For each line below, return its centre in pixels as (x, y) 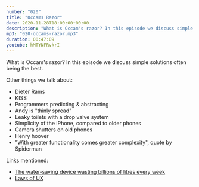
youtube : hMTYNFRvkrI (33, 45)
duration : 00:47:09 (30, 39)
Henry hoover (32, 136)
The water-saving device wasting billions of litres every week (90, 171)
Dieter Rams (30, 91)
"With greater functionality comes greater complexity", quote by (93, 142)
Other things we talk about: (39, 80)
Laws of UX (29, 178)
